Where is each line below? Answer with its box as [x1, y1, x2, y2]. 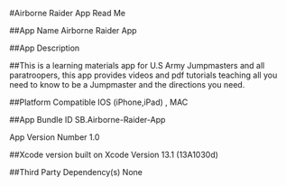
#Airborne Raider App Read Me [9, 8, 126, 18]
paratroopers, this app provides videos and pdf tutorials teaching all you [9, 70, 278, 80]
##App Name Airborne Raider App [9, 25, 137, 35]
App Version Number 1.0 [9, 132, 100, 143]
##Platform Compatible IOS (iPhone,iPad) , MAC [9, 97, 189, 107]
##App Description [9, 42, 80, 53]
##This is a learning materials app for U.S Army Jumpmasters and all [9, 60, 265, 70]
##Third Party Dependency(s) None [9, 167, 143, 177]
